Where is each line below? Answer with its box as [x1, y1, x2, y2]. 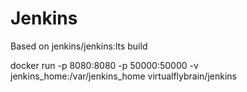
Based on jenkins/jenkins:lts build [10, 40, 148, 52]
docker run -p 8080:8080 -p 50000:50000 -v [10, 59, 199, 71]
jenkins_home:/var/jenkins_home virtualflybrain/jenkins [10, 70, 237, 82]
